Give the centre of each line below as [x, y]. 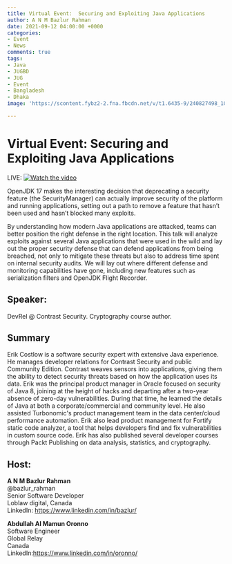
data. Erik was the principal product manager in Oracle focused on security [114, 384]
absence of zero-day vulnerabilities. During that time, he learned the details [115, 399]
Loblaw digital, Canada [40, 503]
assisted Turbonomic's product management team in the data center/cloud [114, 413]
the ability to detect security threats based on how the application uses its [112, 377]
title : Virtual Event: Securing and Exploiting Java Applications [106, 13]
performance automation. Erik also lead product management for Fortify [109, 421]
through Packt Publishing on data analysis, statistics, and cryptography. [109, 442]
